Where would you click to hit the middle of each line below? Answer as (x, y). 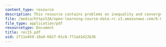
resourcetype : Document (30, 28)
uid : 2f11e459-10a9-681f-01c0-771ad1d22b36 (51, 37)
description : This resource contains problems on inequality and (74, 14)
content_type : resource (30, 10)
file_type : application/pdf (34, 23)
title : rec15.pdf (23, 32)
